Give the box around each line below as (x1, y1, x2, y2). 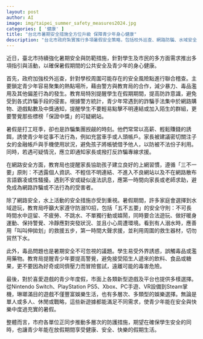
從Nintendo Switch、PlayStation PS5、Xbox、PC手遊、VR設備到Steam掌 (6, 283, 188, 290)
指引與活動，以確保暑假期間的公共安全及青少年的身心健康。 (11, 62, 160, 69)
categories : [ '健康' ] (6, 25, 65, 32)
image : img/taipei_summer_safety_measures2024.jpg (6, 20, 137, 26)
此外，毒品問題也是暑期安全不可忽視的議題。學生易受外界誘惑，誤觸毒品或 (6, 248, 192, 254)
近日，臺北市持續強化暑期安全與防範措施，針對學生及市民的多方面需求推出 (6, 54, 192, 61)
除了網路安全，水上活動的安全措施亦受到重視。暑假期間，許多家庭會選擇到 (6, 197, 192, 203)
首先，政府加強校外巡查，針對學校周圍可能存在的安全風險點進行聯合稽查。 (6, 75, 192, 82)
